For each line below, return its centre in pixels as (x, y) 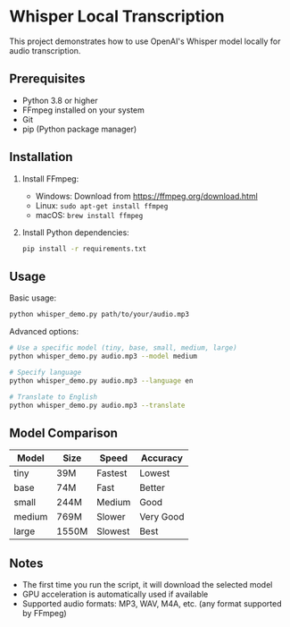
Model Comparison (64, 432)
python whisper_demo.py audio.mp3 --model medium (104, 356)
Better (152, 487)
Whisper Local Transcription (117, 17)
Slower (112, 517)
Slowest (113, 531)
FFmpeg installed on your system (83, 110)
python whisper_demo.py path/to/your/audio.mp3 (99, 315)
